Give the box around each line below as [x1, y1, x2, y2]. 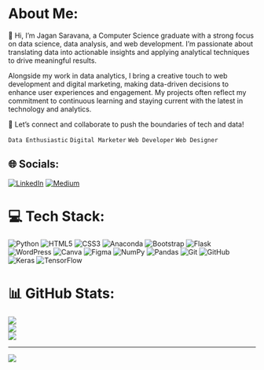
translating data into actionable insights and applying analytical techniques [8, 47, 250, 57]
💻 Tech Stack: [8, 207, 105, 225]
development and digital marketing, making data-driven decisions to [8, 79, 229, 89]
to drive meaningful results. [8, 56, 97, 65]
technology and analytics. [8, 104, 92, 114]
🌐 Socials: [8, 158, 60, 171]
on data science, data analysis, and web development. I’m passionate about [8, 38, 254, 48]
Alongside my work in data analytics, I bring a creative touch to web [8, 71, 228, 80]
